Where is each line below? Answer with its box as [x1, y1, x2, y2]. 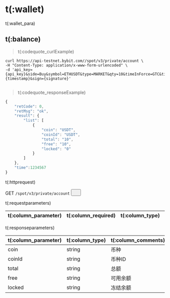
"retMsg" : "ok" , [14, 108, 49, 114]
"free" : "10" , [41, 141, 71, 146]
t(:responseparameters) [5, 225, 55, 231]
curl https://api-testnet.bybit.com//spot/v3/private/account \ [5, 58, 144, 63]
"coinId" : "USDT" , [41, 132, 80, 137]
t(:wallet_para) [5, 20, 35, 26]
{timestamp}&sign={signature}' [5, 76, 71, 81]
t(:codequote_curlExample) [17, 48, 74, 54]
